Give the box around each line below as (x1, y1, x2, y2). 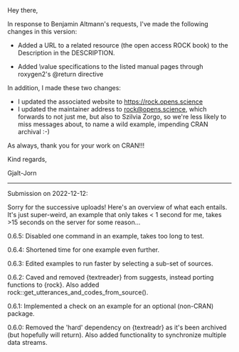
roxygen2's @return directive (17, 70, 104, 78)
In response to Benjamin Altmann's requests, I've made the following (7, 20, 208, 28)
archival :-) (17, 128, 50, 136)
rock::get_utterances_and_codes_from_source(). (7, 288, 149, 297)
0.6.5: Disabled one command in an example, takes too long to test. (7, 232, 205, 240)
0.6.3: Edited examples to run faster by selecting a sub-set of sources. (7, 259, 213, 268)
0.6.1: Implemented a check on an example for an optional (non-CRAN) (7, 302, 214, 310)
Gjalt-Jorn (7, 169, 37, 177)
